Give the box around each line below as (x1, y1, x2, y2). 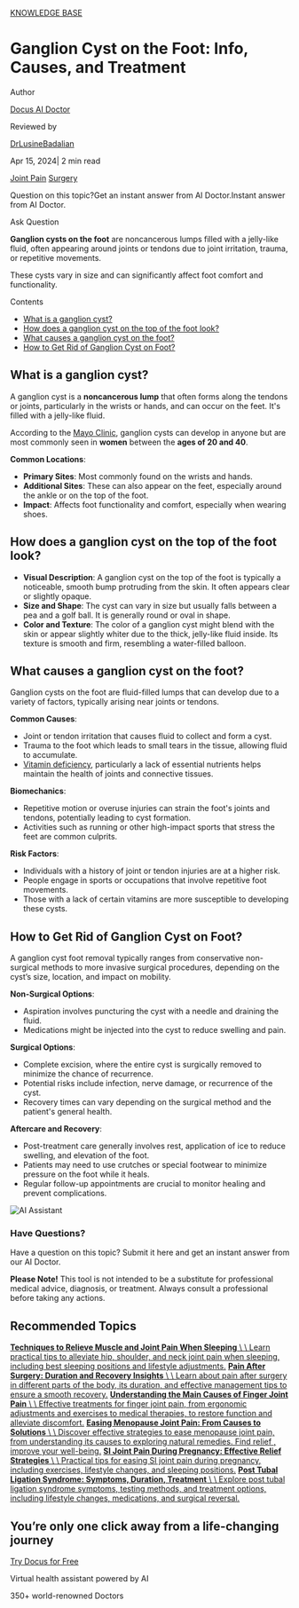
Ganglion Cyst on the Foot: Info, (10, 39, 249, 59)
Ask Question (10, 217, 59, 227)
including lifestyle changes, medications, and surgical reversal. (10, 1493, 240, 1503)
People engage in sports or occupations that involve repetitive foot (22, 875, 267, 886)
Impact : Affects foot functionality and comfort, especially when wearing (22, 499, 287, 509)
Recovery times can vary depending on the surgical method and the (22, 1097, 271, 1107)
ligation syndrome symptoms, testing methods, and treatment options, (10, 1484, 267, 1494)
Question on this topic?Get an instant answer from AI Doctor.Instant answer (10, 190, 286, 201)
